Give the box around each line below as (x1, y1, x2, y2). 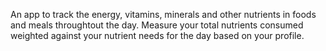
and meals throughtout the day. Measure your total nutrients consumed (10, 19, 304, 31)
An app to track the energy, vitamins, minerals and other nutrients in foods (10, 9, 317, 20)
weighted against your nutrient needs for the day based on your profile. (10, 30, 305, 41)
